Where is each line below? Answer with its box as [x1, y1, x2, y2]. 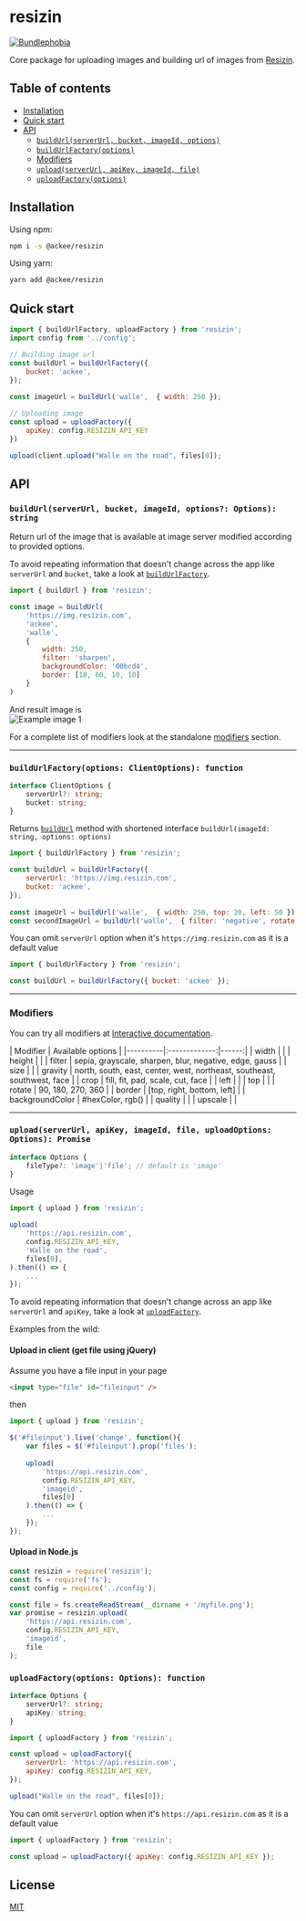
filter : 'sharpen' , [42, 653, 117, 663]
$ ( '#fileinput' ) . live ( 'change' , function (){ [9, 1433, 181, 1442]
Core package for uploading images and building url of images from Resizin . [9, 54, 296, 65]
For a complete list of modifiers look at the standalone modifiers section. [9, 731, 281, 742]
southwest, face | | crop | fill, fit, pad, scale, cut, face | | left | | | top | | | [9, 1074, 276, 1085]
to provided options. [9, 541, 86, 552]
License [9, 1877, 56, 1893]
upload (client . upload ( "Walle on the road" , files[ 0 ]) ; [9, 450, 222, 460]
